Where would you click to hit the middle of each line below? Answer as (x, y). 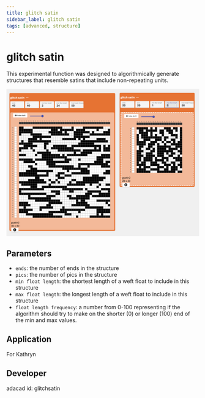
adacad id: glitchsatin (33, 388)
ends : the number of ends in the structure (67, 268)
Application (29, 340)
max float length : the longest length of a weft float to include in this (101, 295)
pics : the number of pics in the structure (66, 275)
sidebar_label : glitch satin (43, 19)
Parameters (29, 253)
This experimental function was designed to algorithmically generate (93, 74)
